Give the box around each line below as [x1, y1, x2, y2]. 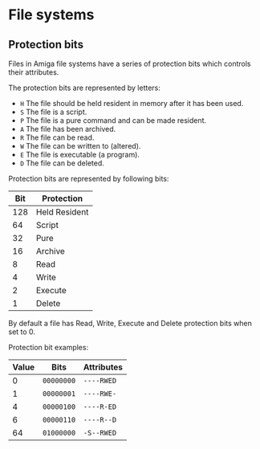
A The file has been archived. [19, 124, 116, 133]
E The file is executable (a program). [19, 150, 140, 159]
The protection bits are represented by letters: [8, 83, 160, 92]
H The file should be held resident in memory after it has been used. [19, 99, 244, 108]
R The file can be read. [19, 133, 95, 142]
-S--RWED [83, 428, 117, 437]
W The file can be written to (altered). [19, 141, 141, 150]
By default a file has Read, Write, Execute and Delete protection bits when [8, 319, 253, 328]
